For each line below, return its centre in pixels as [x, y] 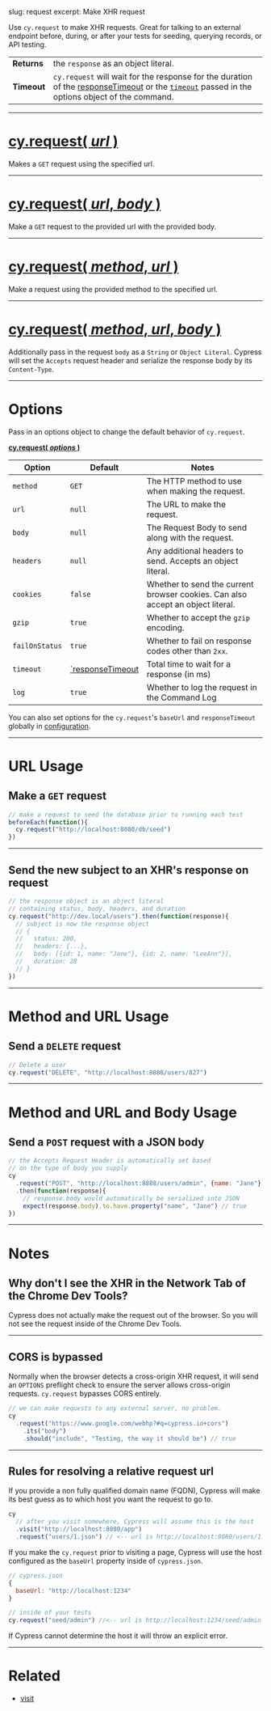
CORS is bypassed [56, 1357]
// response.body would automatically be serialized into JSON [131, 1198]
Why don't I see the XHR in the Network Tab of [127, 1283]
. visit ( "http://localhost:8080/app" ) [79, 1529]
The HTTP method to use [194, 481]
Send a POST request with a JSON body [106, 1142]
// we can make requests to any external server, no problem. [115, 1408]
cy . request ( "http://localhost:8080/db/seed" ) [94, 830]
